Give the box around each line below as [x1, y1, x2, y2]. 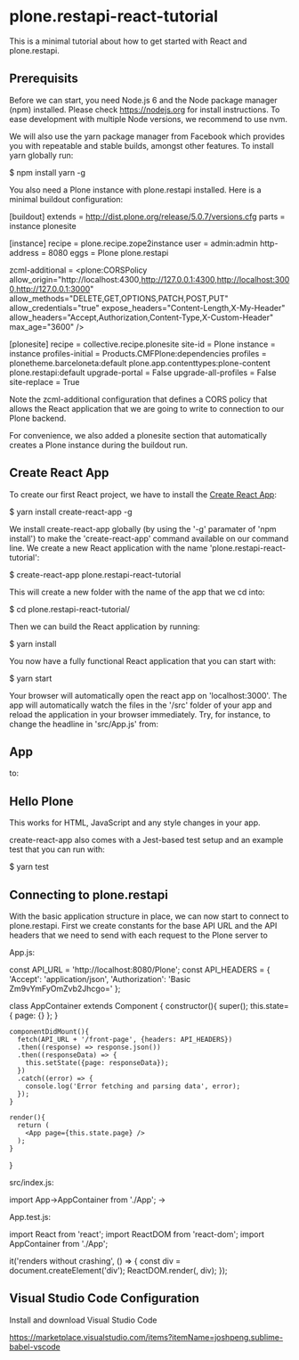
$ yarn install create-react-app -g [9, 506, 133, 517]
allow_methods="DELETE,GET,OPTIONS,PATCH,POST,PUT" [9, 292, 229, 304]
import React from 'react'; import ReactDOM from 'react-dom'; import [9, 1229, 265, 1240]
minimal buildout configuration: [9, 193, 124, 204]
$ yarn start [9, 673, 53, 684]
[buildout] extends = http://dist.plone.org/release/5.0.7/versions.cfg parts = [9, 211, 286, 222]
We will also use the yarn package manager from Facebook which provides [9, 131, 286, 142]
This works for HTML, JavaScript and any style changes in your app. [9, 817, 261, 828]
